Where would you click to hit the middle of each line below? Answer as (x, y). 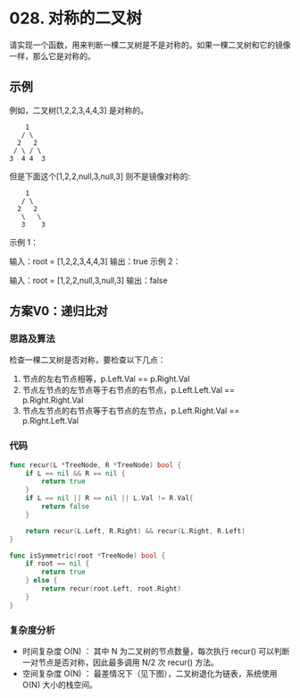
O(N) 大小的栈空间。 (60, 685)
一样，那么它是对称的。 (52, 55)
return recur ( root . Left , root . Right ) (111, 589)
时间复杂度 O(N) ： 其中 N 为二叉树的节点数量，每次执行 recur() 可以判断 (156, 651)
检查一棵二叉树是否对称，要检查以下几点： (87, 360)
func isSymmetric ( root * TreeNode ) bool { (87, 556)
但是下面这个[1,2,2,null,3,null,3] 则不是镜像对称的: (100, 176)
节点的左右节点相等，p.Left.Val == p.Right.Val (106, 379)
